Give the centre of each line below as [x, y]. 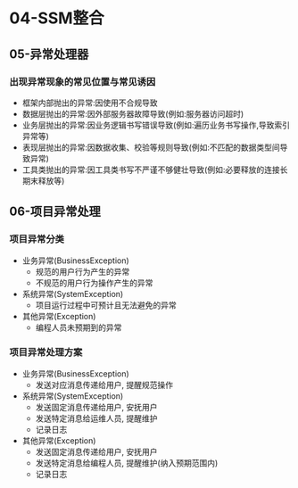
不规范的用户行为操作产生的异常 [94, 283]
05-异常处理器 [49, 54]
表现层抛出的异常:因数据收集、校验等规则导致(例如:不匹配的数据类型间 [151, 147]
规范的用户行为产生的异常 [83, 271]
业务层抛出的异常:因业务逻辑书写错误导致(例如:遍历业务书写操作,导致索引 [156, 125]
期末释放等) [43, 180]
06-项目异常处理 [55, 212]
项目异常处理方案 [46, 352]
